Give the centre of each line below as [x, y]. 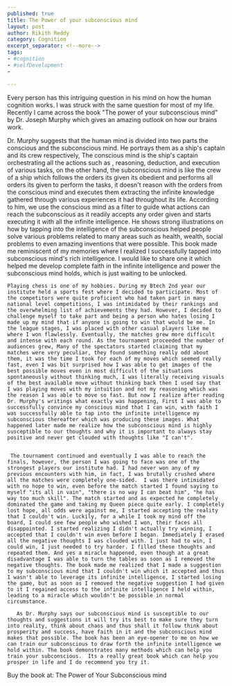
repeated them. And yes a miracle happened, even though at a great [108, 553]
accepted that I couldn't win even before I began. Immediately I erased [116, 535]
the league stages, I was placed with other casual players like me [108, 328]
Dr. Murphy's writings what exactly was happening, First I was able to [114, 401]
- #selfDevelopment [35, 65]
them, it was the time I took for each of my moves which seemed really [114, 359]
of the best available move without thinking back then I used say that [114, 383]
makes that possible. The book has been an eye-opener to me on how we [113, 638]
